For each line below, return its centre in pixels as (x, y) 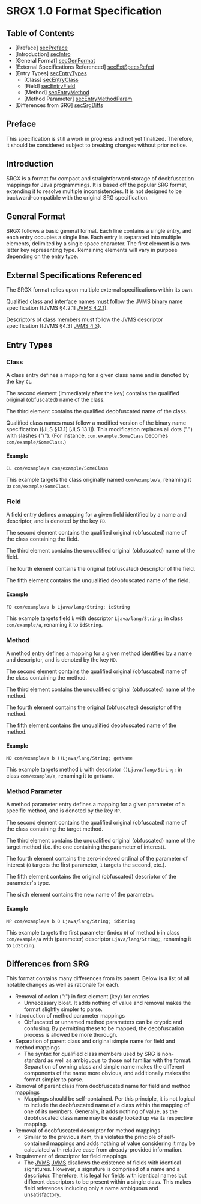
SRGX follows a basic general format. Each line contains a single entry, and (99, 231)
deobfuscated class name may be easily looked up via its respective (108, 1118)
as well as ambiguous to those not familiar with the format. (119, 1060)
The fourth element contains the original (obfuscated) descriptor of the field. (101, 569)
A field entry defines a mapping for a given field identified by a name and (97, 515)
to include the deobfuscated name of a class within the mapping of (107, 1105)
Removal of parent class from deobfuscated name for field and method (103, 1086)
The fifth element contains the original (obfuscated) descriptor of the (91, 877)
